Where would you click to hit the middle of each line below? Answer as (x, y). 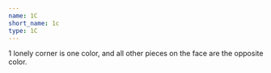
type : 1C (23, 30)
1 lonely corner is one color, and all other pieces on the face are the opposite (136, 54)
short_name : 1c (34, 23)
